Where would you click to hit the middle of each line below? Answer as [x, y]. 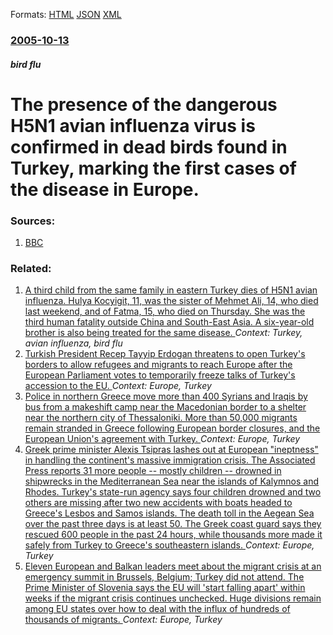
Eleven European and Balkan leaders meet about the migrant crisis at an [173, 566]
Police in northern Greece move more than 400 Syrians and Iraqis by [166, 396]
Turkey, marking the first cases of [153, 168]
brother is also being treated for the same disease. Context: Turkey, [163, 333]
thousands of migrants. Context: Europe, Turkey [123, 620]
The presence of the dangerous [144, 104]
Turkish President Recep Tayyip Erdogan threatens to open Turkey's [165, 354]
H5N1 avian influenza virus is [133, 125]
